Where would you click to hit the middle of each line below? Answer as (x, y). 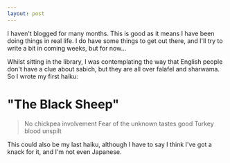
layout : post (26, 14)
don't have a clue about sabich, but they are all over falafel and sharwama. (114, 69)
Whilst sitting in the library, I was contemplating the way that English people (115, 61)
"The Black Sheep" (63, 104)
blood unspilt (43, 131)
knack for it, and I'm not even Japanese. (65, 152)
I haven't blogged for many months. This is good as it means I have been (111, 33)
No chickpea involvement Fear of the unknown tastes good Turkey (119, 123)
